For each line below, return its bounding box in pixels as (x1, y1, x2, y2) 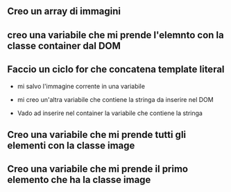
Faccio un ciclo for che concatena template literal (7, 64, 225, 76)
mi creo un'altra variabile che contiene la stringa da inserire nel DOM (17, 95, 214, 103)
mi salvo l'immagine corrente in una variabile (17, 82, 146, 90)
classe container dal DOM (7, 40, 121, 51)
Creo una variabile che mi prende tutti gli (7, 128, 187, 141)
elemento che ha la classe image (7, 174, 151, 186)
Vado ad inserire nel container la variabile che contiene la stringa (17, 109, 203, 117)
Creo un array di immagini (7, 6, 121, 17)
